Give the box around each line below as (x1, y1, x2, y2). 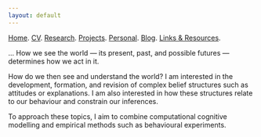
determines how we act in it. (8, 56, 100, 66)
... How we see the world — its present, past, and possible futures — (8, 48, 230, 57)
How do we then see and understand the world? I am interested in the (8, 71, 234, 81)
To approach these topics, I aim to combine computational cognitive (8, 111, 227, 121)
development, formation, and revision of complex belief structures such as (8, 80, 248, 89)
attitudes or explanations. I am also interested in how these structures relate (8, 88, 253, 98)
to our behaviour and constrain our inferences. (8, 96, 159, 106)
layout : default (8, 11, 61, 20)
